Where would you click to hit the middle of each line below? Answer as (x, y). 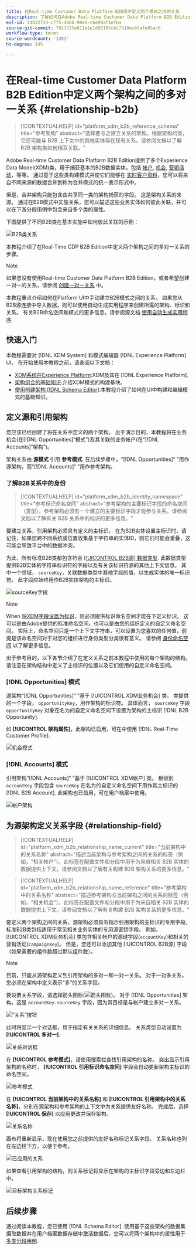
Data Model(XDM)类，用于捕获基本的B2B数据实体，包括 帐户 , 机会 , (87, 167)
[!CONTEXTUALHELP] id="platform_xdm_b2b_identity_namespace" (102, 497)
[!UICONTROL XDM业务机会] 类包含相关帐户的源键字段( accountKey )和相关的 (97, 937)
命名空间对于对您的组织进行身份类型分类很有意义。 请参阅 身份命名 (102, 638)
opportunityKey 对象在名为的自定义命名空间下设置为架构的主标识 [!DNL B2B (97, 711)
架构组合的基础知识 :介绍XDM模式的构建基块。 (70, 382)
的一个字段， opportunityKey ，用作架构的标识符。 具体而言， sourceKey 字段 (98, 703)
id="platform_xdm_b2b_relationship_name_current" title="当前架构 (101, 847)
